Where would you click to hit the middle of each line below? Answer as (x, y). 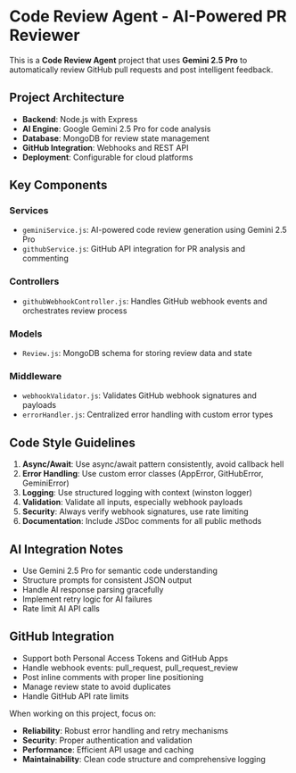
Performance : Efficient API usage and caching (108, 749)
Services (29, 211)
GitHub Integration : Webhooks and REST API (105, 147)
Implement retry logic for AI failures (87, 599)
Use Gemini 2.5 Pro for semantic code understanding (120, 570)
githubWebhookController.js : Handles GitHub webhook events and (144, 301)
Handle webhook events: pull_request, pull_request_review (130, 668)
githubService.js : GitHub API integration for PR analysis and (134, 249)
